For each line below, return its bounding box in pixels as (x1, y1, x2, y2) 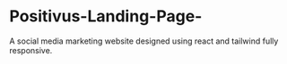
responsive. (9, 44, 53, 55)
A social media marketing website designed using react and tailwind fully (9, 36, 279, 46)
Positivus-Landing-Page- (9, 6, 203, 27)
